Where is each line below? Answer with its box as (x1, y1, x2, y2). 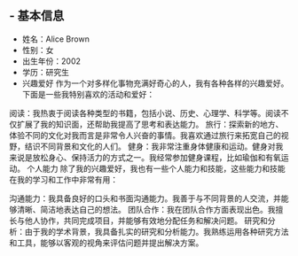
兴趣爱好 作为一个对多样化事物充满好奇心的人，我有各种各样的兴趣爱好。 (21, 78, 289, 89)
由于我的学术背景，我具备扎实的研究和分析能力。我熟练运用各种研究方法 (24, 226, 289, 237)
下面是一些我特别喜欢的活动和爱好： (21, 89, 155, 99)
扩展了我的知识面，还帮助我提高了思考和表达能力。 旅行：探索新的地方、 (16, 119, 284, 129)
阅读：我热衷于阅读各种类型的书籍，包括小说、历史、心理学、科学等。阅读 (9, 107, 281, 118)
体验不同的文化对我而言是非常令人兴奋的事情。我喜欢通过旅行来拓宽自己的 (9, 129, 281, 140)
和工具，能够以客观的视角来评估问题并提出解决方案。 (9, 237, 204, 248)
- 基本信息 (9, 8, 65, 24)
